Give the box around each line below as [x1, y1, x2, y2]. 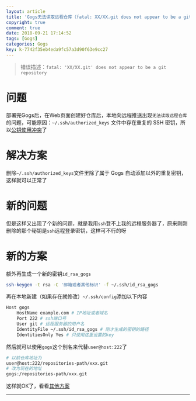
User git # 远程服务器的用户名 [16, 321, 85, 327]
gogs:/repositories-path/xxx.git [6, 371, 87, 377]
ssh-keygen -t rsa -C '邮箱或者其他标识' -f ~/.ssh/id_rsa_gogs [6, 282, 159, 288]
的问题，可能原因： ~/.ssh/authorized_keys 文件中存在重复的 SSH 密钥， [6, 119, 181, 126]
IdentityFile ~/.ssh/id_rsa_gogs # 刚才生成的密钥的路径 [16, 326, 149, 332]
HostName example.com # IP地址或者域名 [16, 310, 108, 316]
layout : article [6, 8, 45, 15]
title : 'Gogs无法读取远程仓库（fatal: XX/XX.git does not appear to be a [6, 14, 181, 20]
